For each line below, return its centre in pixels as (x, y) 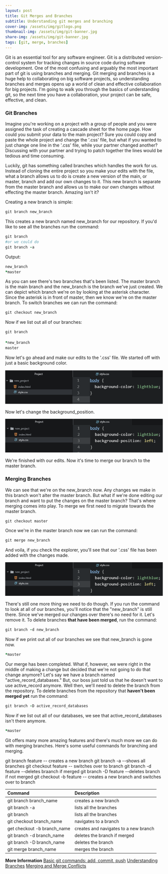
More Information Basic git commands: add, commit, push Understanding (81, 860)
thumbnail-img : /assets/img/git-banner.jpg (51, 32)
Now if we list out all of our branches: (44, 322)
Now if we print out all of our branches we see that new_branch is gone (79, 640)
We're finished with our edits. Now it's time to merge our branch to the (78, 461)
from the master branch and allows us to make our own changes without (80, 187)
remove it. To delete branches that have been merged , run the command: (81, 620)
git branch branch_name (32, 800)
